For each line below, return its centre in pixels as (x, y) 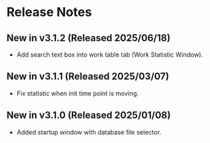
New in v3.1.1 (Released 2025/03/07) (88, 76)
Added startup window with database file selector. (89, 132)
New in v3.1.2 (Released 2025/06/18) (89, 38)
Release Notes (49, 12)
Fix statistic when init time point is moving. (77, 93)
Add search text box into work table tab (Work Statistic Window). (110, 54)
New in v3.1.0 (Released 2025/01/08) (89, 115)
